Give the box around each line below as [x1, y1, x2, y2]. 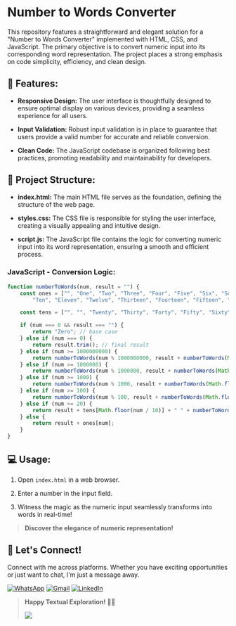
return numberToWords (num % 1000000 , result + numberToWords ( [32, 367, 218, 375]
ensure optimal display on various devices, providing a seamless [17, 103, 205, 113]
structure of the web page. [17, 200, 96, 208]
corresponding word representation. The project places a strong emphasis [7, 50, 223, 58]
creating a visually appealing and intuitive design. [17, 221, 161, 229]
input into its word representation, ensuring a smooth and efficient [17, 242, 209, 250]
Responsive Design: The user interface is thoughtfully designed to [17, 96, 211, 105]
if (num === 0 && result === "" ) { [20, 321, 124, 329]
